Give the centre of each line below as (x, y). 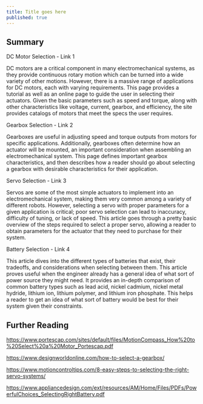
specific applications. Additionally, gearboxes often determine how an (93, 144)
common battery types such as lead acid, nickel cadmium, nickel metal (95, 287)
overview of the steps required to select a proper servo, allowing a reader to (101, 225)
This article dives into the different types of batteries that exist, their (91, 261)
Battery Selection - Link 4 (38, 250)
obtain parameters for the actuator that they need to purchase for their (94, 231)
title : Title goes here (36, 12)
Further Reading (38, 325)
